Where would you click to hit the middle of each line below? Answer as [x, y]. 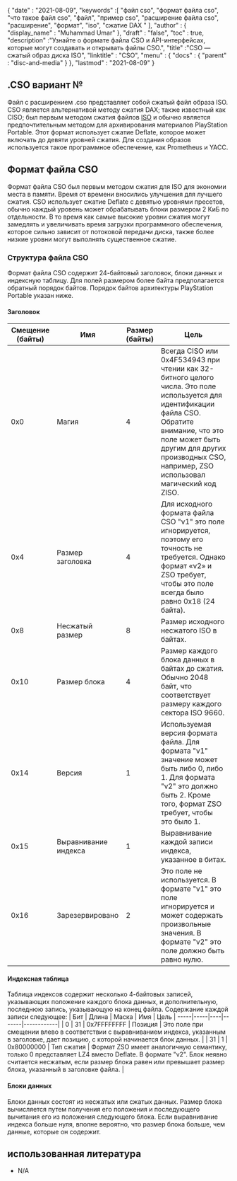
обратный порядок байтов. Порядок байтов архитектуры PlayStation [110, 288]
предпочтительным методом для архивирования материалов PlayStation [117, 125]
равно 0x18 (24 [188, 601]
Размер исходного [193, 622]
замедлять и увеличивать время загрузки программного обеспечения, [115, 224]
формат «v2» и [187, 566]
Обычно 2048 [185, 677]
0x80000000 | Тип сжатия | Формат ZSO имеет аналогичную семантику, [117, 1047]
